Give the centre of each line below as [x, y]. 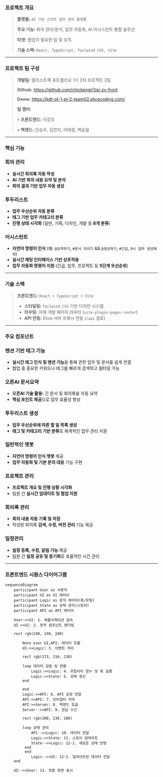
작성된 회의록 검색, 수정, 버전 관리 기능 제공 [52, 525]
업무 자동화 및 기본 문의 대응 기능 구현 [47, 462]
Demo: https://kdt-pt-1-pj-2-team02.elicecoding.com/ [71, 99]
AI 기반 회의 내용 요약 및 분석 [39, 180]
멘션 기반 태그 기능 [25, 350]
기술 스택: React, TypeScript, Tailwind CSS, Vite [67, 50]
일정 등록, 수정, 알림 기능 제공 [40, 550]
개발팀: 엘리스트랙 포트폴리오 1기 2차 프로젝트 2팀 [64, 80]
